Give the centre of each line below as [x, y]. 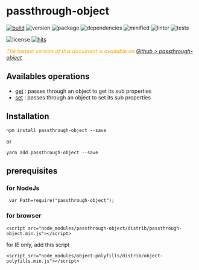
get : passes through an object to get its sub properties [83, 91]
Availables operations [48, 77]
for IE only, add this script [38, 245]
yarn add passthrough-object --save [52, 152]
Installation [28, 117]
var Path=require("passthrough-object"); [62, 201]
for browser [24, 216]
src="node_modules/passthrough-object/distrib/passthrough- [105, 228]
